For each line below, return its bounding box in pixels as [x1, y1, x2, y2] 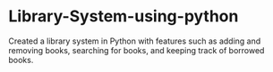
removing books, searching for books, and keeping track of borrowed [8, 44, 265, 55]
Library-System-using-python [8, 6, 239, 27]
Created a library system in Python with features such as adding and [8, 36, 261, 46]
